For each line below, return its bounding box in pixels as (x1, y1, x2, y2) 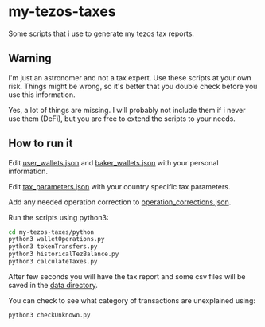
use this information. (8, 90, 76, 99)
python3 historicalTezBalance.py (8, 250, 119, 259)
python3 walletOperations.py (8, 236, 105, 243)
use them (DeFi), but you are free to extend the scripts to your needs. (8, 114, 236, 123)
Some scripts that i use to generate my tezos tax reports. (8, 29, 195, 38)
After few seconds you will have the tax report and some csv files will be (8, 271, 246, 281)
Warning (8, 52, 52, 65)
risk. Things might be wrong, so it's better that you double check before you (8, 81, 258, 91)
